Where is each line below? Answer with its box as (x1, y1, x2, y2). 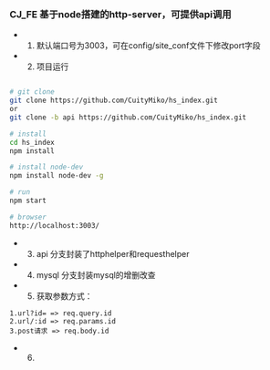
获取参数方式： (36, 290, 93, 302)
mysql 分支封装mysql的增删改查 (36, 269, 157, 280)
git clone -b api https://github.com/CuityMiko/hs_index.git (9, 112, 247, 122)
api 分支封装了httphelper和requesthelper (36, 248, 190, 259)
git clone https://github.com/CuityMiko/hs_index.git (9, 96, 219, 106)
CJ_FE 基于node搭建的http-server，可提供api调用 (9, 7, 232, 20)
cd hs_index (9, 138, 55, 147)
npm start (9, 196, 47, 206)
